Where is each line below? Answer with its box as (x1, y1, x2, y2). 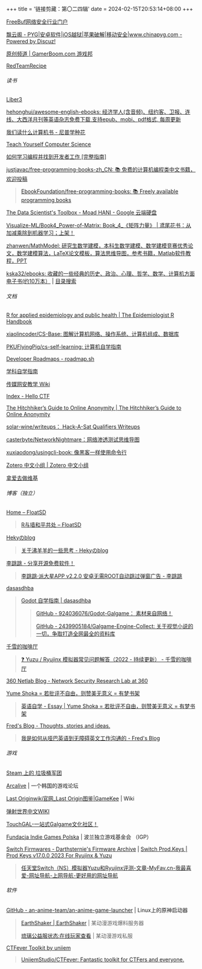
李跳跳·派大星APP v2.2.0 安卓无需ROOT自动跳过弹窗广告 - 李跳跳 (20, 572, 183, 579)
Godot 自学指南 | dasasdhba (20, 597, 91, 604)
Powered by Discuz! (6, 38, 56, 45)
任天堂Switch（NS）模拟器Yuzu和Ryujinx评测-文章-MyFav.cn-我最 (20, 864, 186, 871)
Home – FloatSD (6, 509, 46, 516)
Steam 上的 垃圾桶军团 (6, 769, 62, 777)
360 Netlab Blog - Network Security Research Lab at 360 (6, 677, 148, 684)
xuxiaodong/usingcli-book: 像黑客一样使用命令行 (6, 449, 127, 456)
